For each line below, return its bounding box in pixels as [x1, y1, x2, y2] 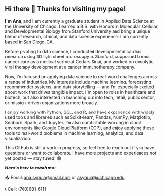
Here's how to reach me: [5, 165, 56, 170]
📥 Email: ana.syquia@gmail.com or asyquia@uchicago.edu [5, 174, 125, 180]
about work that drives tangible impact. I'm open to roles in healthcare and [5, 89, 156, 95]
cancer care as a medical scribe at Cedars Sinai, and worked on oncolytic [5, 58, 154, 64]
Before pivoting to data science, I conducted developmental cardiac [5, 48, 142, 54]
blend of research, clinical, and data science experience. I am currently [5, 33, 148, 39]
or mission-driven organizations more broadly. [5, 99, 99, 106]
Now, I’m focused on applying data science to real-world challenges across [5, 73, 157, 79]
